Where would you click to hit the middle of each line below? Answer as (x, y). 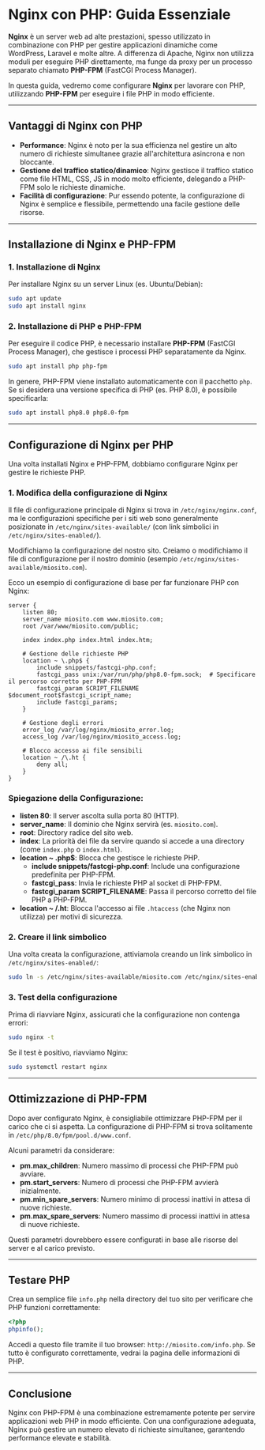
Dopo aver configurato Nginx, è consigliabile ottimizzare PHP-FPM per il (125, 1118)
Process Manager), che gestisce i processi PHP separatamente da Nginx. (127, 352)
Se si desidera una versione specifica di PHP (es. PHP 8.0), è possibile (123, 390)
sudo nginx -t (32, 1037)
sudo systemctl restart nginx (58, 1067)
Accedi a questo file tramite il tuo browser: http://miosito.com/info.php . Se (132, 1345)
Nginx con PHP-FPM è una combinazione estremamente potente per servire (132, 1413)
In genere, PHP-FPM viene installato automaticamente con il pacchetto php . (130, 382)
